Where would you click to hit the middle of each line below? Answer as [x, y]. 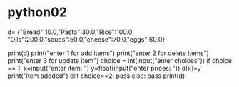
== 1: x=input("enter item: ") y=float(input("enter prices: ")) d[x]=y [104, 68]
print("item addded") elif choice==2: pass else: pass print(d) [96, 76]
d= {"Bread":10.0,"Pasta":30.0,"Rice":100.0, [71, 32]
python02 [37, 12]
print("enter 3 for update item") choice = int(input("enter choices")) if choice [119, 60]
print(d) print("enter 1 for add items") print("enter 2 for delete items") [108, 53]
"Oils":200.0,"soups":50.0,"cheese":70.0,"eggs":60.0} [86, 39]
